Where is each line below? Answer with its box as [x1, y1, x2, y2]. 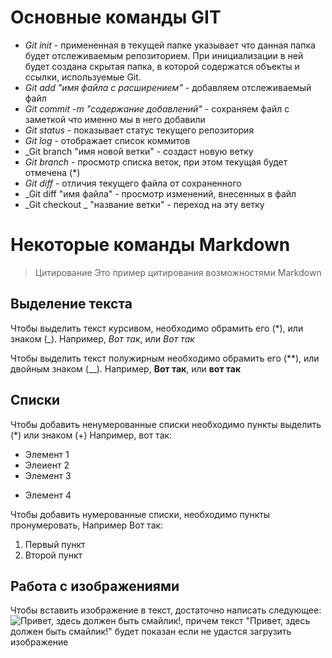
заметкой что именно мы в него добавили [24, 113, 206, 125]
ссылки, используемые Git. [24, 71, 142, 83]
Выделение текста [10, 296, 133, 313]
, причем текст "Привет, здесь [180, 615, 311, 627]
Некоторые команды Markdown [10, 234, 291, 256]
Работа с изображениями [10, 577, 180, 595]
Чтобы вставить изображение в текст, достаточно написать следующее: [10, 604, 322, 616]
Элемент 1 [24, 448, 70, 460]
